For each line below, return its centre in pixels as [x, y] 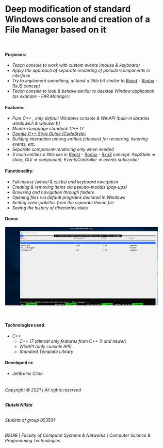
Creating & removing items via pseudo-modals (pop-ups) [69, 187]
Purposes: [16, 54]
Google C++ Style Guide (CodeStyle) [49, 134]
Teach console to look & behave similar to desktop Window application [83, 91]
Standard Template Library [46, 351]
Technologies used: [25, 325]
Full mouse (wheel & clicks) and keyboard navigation [65, 182]
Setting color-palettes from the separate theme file [63, 202]
